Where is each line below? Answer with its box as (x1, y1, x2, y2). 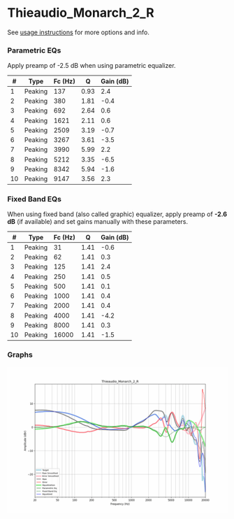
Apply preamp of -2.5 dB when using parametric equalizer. (7, 62, 176, 70)
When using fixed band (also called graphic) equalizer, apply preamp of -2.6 (7, 210, 228, 218)
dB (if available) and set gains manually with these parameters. (7, 218, 189, 226)
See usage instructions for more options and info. (7, 28, 150, 36)
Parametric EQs (7, 45, 61, 55)
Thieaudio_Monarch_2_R (7, 5, 155, 21)
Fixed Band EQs (7, 194, 61, 204)
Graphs (7, 350, 33, 360)
